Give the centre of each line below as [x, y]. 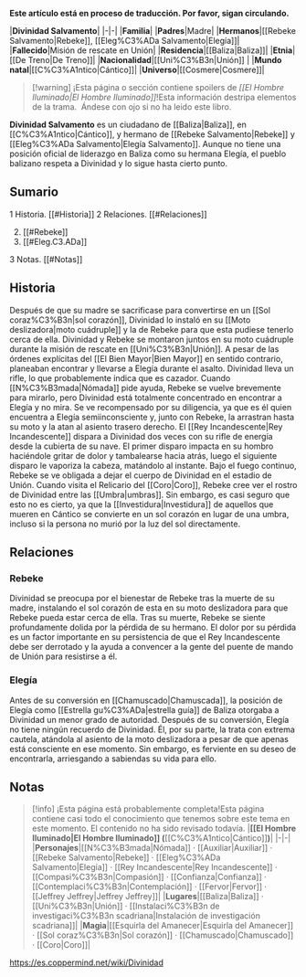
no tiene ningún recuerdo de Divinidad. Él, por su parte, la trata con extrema [152, 729]
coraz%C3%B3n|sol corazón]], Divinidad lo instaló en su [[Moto [130, 320]
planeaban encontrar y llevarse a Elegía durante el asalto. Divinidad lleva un [152, 368]
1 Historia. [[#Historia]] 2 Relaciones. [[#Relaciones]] [108, 214]
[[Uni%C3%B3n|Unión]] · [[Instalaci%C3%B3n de [126, 906]
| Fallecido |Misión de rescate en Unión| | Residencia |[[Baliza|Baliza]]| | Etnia [151, 50]
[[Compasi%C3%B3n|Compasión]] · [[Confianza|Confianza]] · [149, 877]
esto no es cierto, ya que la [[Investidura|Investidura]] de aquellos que [142, 504]
